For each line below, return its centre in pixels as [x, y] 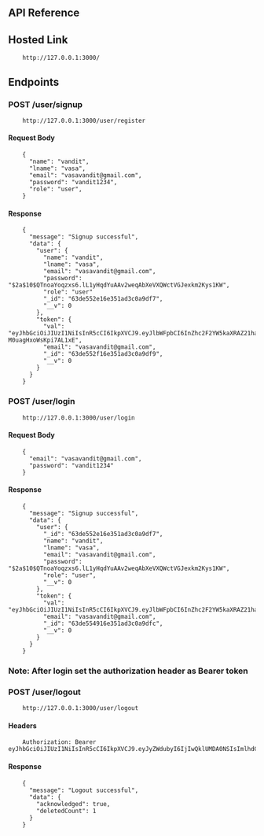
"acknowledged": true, [73, 804]
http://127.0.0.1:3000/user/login [79, 418]
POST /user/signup [46, 104]
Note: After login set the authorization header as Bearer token [128, 671]
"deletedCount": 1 [66, 811]
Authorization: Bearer [59, 742]
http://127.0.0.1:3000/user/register [84, 120]
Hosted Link [38, 40]
